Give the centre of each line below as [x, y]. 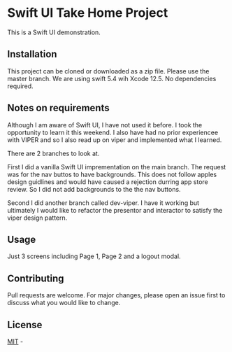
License [25, 324]
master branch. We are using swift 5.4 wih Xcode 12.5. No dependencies [112, 78]
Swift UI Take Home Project [88, 13]
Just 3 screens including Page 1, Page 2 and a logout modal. [94, 256]
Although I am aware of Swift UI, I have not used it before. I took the [105, 125]
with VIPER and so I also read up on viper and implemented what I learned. [115, 140]
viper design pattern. [37, 218]
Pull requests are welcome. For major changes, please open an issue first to [116, 295]
